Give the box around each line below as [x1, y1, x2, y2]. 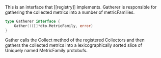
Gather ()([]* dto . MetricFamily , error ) [14, 23, 93, 29]
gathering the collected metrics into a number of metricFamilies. [5, 9, 135, 15]
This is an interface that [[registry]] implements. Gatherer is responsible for [5, 4, 157, 10]
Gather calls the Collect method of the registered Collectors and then [5, 37, 145, 43]
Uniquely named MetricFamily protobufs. [5, 47, 88, 53]
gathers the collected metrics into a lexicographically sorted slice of [5, 42, 142, 48]
